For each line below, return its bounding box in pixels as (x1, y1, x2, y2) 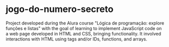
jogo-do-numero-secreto (6, 3, 114, 15)
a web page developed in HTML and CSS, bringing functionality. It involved (6, 30, 161, 36)
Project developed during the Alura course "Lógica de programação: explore (6, 20, 164, 26)
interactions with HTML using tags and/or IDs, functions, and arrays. (6, 36, 147, 42)
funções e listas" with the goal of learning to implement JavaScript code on (6, 25, 162, 31)
